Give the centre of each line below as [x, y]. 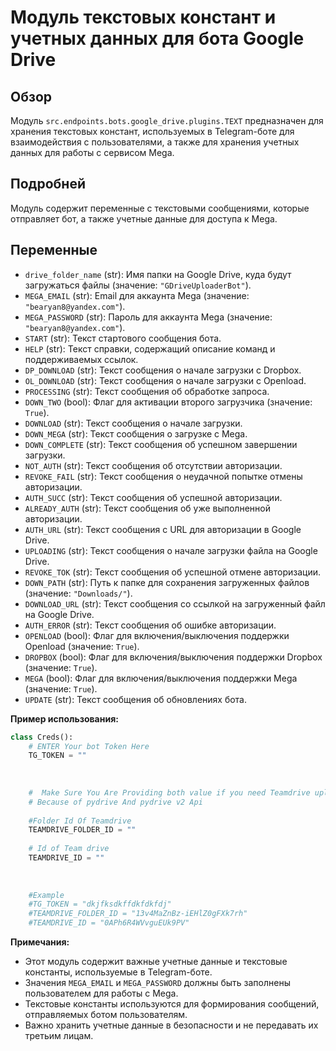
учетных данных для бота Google [157, 38]
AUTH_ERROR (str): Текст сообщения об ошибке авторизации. [150, 625]
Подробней [48, 184]
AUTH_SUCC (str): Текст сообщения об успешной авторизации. [153, 497]
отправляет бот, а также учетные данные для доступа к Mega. [144, 218]
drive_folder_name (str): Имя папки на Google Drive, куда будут [158, 274]
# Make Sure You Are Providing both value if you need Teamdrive [169, 792]
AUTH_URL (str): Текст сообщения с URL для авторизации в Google [163, 529]
